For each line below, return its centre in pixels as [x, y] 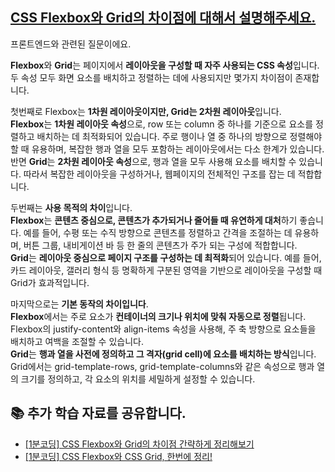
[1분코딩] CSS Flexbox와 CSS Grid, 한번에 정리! [118, 456]
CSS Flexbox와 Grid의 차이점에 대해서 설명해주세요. [163, 18]
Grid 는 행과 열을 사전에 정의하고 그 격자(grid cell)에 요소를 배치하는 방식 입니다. [163, 354]
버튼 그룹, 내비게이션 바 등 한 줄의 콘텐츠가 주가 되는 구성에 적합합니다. [160, 245]
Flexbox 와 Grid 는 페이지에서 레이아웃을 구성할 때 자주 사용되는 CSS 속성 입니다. [165, 65]
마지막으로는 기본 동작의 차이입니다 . [79, 304]
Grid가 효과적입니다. [50, 282]
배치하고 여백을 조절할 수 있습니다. [77, 341]
